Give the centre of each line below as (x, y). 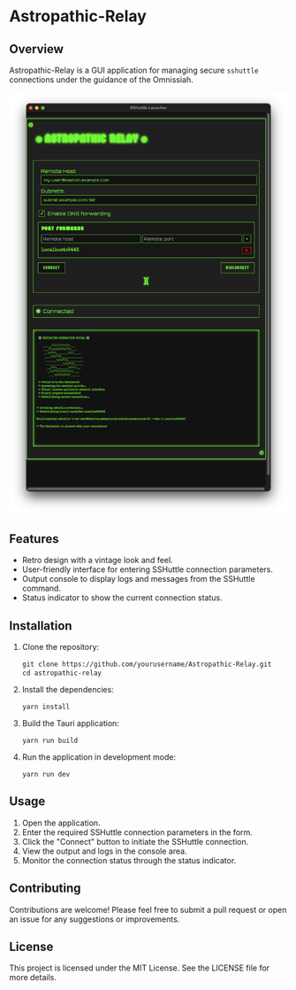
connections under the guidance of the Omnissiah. (102, 80)
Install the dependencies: (68, 689)
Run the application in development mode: (99, 757)
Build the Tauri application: (70, 723)
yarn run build (50, 740)
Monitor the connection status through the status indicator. (129, 860)
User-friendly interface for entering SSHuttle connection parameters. (148, 569)
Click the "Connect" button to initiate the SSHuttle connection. (135, 841)
